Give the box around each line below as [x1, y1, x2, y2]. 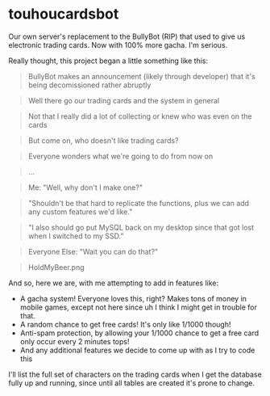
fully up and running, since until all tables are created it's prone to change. [8, 377, 255, 388]
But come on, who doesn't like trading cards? [27, 135, 179, 145]
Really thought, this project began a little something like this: [8, 56, 209, 65]
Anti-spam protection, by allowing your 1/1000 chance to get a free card [19, 328, 260, 338]
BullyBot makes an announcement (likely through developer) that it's [27, 71, 255, 81]
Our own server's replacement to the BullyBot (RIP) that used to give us [8, 32, 246, 41]
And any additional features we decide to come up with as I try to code [19, 345, 255, 355]
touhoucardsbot [8, 5, 119, 23]
